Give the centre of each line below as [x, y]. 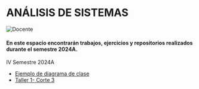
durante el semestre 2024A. [42, 49]
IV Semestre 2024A [30, 62]
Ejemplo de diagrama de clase [52, 74]
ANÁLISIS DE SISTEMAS [67, 13]
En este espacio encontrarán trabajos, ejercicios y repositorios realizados [99, 43]
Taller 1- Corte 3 [35, 80]
